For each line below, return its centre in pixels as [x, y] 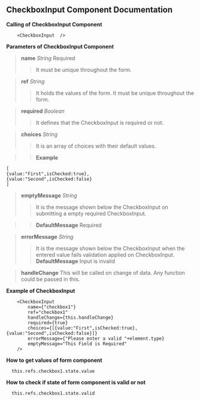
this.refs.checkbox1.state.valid [53, 393]
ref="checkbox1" [48, 312]
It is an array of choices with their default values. [96, 146]
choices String [39, 134]
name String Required [48, 58]
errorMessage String [47, 237]
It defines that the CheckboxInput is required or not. [100, 122]
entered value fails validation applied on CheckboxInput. [105, 255]
